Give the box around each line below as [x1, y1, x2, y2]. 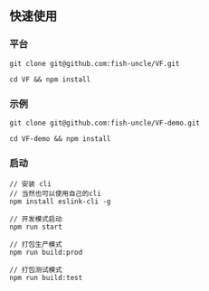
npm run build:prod [9, 248, 83, 258]
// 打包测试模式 [9, 266, 62, 275]
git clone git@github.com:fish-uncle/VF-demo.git [9, 118, 201, 127]
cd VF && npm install [9, 75, 91, 84]
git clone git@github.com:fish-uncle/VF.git [9, 59, 180, 68]
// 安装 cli [9, 180, 52, 189]
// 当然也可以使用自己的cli [9, 189, 101, 199]
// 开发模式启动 [9, 215, 62, 224]
